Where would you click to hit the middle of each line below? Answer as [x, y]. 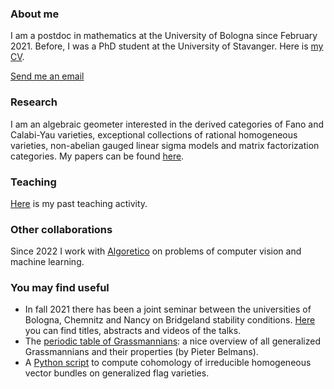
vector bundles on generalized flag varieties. [117, 373]
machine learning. [47, 262]
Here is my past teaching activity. [79, 203]
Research [34, 102]
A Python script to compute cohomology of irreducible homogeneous [168, 363]
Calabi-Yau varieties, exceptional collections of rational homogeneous [154, 134]
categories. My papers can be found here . [97, 156]
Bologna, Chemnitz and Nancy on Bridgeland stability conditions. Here [170, 320]
